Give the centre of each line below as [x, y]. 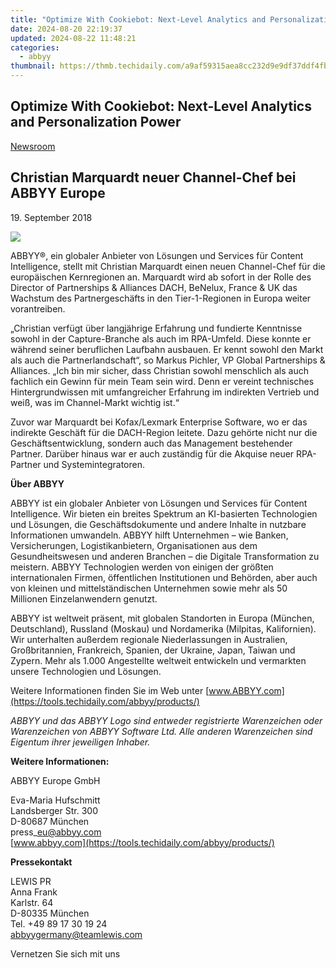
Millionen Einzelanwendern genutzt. [84, 598]
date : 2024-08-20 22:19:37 [66, 29]
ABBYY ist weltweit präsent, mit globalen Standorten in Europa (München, [162, 618]
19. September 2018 [51, 217]
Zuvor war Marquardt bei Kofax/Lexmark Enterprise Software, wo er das [159, 422]
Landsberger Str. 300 [54, 810]
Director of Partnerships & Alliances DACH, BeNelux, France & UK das [154, 287]
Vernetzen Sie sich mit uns [65, 953]
